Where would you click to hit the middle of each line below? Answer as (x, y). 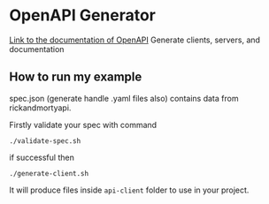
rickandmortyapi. (40, 108)
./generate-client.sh (49, 173)
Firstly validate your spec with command (83, 125)
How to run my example (76, 77)
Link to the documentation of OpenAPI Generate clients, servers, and (135, 40)
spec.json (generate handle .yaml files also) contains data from (124, 98)
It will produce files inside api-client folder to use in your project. (129, 190)
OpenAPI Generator (83, 15)
